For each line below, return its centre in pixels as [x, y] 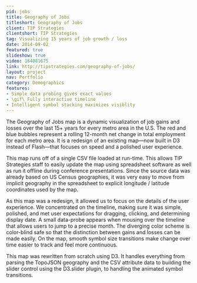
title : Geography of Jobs [38, 17]
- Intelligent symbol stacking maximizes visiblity [71, 105]
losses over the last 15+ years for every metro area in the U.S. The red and [96, 128]
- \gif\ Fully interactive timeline [51, 99]
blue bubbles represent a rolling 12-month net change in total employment [96, 134]
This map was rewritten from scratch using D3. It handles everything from [96, 256]
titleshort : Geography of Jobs [44, 22]
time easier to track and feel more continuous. [62, 245]
